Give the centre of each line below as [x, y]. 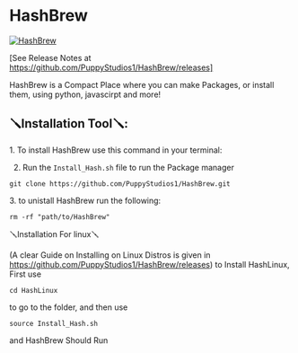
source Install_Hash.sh [54, 323]
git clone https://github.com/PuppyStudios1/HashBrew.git [120, 184]
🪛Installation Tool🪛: [69, 124]
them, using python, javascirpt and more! [85, 94]
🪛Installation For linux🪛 [54, 234]
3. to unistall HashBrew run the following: [85, 200]
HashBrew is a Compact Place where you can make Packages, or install [142, 84]
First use [26, 274]
